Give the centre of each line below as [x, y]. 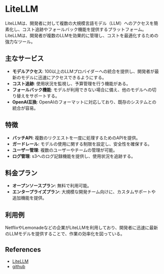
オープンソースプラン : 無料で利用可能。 [52, 186]
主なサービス [24, 59]
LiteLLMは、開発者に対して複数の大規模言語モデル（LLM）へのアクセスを [80, 23]
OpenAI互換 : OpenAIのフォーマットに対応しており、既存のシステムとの [84, 102]
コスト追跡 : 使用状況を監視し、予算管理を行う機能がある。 [71, 83]
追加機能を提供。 [29, 198]
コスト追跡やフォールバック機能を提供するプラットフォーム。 [84, 29]
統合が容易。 [25, 108]
